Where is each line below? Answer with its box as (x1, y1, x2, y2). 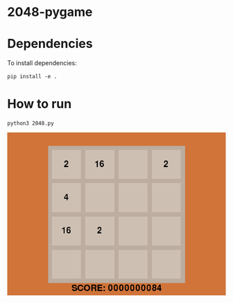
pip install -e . (7, 73, 58, 80)
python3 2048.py (7, 120, 54, 127)
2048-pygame (7, 4, 93, 20)
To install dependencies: (7, 59, 78, 67)
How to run (7, 96, 72, 112)
